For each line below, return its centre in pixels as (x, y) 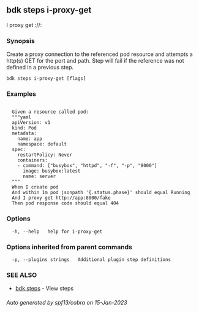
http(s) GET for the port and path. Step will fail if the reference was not (96, 61)
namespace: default (42, 144)
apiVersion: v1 (31, 123)
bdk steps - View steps (44, 289)
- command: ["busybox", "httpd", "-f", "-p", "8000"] (87, 166)
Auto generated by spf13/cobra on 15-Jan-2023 (67, 302)
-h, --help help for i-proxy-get (57, 232)
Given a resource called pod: (50, 112)
